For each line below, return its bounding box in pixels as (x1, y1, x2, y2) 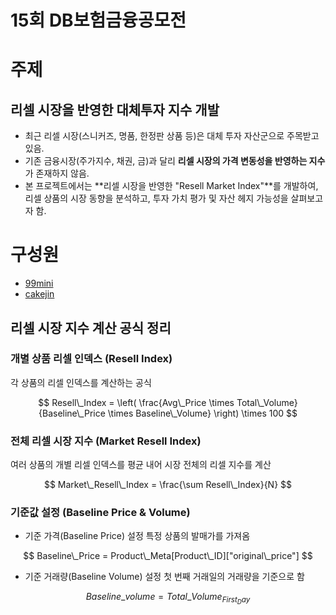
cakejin (24, 288, 55, 300)
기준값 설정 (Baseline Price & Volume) (10, 506, 191, 520)
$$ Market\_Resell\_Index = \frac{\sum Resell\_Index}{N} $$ (43, 479, 293, 491)
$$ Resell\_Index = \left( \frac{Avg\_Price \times (38, 396, 235, 408)
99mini (24, 277, 54, 290)
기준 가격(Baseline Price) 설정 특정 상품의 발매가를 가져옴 (24, 530, 251, 542)
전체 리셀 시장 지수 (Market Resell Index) (10, 434, 202, 448)
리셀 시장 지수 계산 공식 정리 (10, 319, 172, 336)
